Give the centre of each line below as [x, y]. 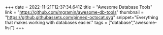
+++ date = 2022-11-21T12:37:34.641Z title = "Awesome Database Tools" [79, 7]
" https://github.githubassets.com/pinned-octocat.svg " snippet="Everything [82, 17]
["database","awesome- [132, 22]
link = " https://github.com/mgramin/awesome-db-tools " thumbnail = [75, 12]
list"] [10, 28]
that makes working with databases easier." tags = [56, 22]
